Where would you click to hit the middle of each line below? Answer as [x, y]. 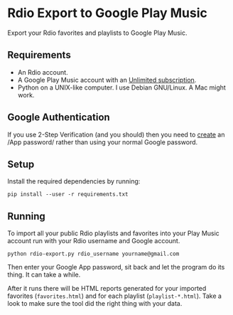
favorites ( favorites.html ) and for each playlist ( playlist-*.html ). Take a [115, 296]
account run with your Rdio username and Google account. [94, 241]
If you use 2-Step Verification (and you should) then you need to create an [116, 134]
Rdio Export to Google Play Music [107, 13]
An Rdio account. [43, 72]
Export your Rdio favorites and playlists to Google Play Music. [97, 33]
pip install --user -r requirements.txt [68, 194]
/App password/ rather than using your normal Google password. [103, 142]
